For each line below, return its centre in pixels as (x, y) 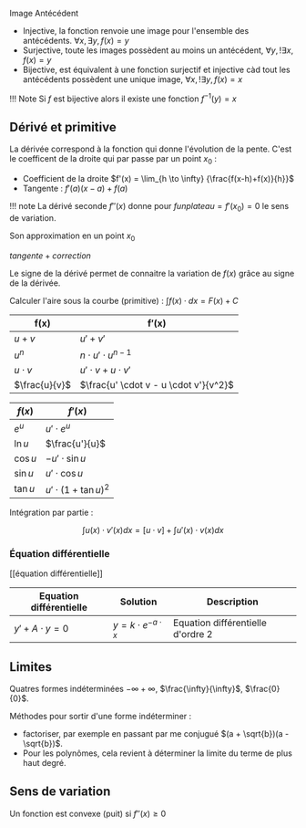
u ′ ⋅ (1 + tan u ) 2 (77, 488)
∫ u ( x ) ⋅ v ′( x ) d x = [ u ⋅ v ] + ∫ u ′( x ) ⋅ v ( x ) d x (153, 529)
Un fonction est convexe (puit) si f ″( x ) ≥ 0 (88, 813)
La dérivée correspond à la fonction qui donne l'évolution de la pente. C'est (151, 149)
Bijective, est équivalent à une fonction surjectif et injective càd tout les (156, 69)
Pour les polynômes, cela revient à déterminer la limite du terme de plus (158, 753)
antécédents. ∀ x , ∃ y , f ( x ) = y (76, 41)
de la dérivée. (35, 283)
